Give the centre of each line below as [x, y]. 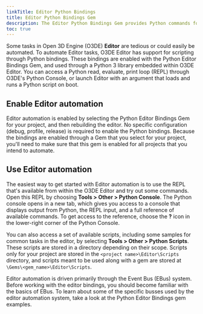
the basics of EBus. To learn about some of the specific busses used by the [100, 291]
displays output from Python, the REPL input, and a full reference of [90, 210]
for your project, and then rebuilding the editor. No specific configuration [97, 125]
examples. [19, 304]
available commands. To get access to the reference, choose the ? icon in [98, 216]
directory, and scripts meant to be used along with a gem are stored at [94, 260]
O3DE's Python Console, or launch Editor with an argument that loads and [98, 78]
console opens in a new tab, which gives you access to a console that [93, 203]
